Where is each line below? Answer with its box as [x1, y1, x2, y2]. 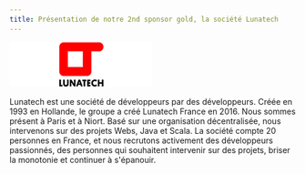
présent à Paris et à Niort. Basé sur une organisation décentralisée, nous [9, 115, 281, 127]
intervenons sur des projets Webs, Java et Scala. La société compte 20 [9, 125, 277, 136]
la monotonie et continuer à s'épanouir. [9, 154, 157, 165]
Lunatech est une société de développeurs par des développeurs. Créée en [9, 96, 293, 107]
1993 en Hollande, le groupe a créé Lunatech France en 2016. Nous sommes [9, 106, 296, 117]
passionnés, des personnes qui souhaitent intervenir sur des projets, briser [9, 144, 291, 155]
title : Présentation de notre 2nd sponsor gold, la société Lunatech [9, 15, 280, 24]
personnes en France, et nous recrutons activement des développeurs [9, 135, 273, 146]
